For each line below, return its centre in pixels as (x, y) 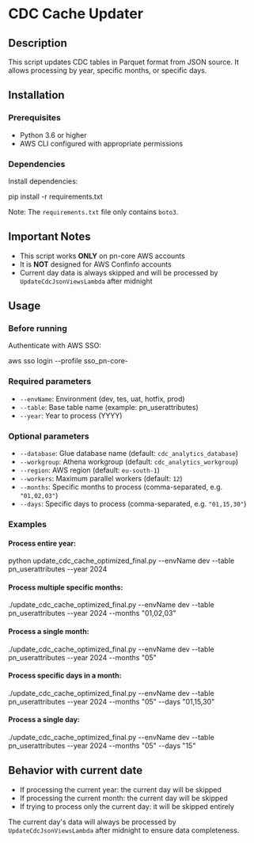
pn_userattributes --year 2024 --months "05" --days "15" (102, 746)
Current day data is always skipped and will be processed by (119, 272)
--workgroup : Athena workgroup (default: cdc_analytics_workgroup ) (129, 462)
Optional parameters (49, 436)
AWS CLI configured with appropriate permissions (101, 143)
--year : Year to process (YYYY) (71, 416)
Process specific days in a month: (65, 676)
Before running (38, 328)
